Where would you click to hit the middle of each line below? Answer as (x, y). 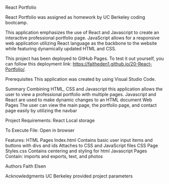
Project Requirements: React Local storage (50, 120)
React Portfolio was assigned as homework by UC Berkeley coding (75, 17)
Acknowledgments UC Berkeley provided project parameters (69, 176)
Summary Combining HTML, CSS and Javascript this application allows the (84, 89)
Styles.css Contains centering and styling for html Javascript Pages (76, 151)
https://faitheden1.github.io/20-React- (112, 64)
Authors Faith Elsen (26, 166)
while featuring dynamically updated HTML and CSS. (61, 49)
